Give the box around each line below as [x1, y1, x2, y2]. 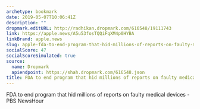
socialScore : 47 [6, 47, 46, 53]
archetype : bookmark [6, 8, 58, 15]
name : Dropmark [11, 63, 49, 70]
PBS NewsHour [6, 97, 44, 104]
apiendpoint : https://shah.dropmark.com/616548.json [11, 69, 145, 75]
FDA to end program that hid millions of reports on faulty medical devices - [6, 91, 190, 98]
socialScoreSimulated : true [6, 53, 76, 59]
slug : [6, 42, 20, 48]
